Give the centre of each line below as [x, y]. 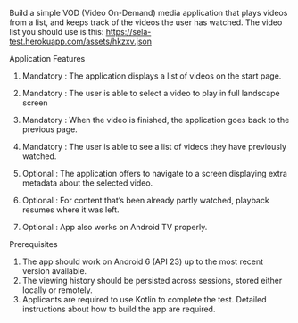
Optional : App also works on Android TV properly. [115, 227]
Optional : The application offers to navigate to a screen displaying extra [155, 174]
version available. [54, 271]
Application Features [47, 58]
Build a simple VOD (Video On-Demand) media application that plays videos [149, 13]
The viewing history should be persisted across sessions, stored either [152, 281]
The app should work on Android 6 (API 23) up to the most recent [143, 261]
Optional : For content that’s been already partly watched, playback [145, 200]
